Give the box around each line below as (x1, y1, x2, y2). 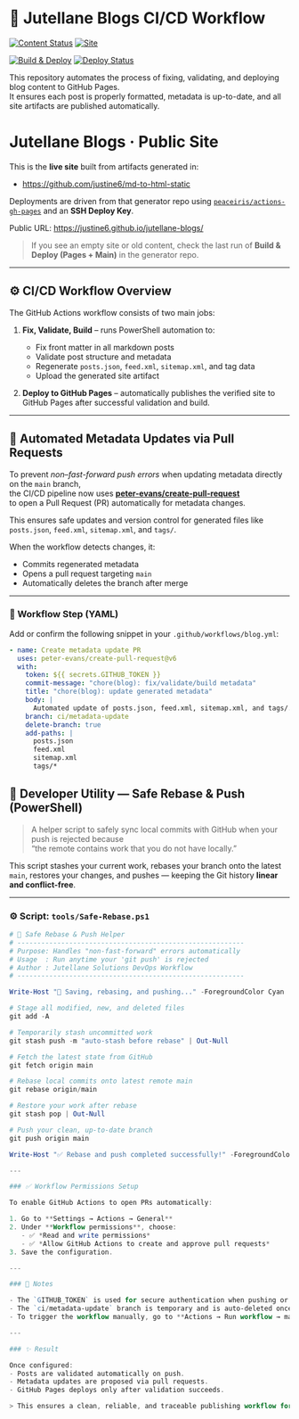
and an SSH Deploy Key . (43, 205, 134, 216)
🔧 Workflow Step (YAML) (9, 608, 118, 621)
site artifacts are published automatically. (9, 100, 160, 111)
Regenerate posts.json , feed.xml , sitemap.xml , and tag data (35, 360, 255, 371)
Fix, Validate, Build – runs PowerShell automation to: (21, 325, 215, 335)
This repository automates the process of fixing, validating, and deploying (9, 71, 280, 83)
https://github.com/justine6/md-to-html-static (21, 178, 191, 189)
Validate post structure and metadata (35, 351, 172, 362)
